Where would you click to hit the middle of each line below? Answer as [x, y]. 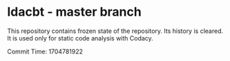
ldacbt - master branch [74, 12]
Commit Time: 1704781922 [45, 51]
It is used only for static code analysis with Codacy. [80, 38]
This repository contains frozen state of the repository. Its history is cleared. [115, 31]
